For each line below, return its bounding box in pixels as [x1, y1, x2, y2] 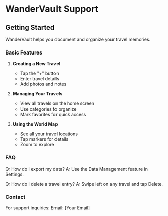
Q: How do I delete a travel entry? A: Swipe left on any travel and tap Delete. [5, 181, 163, 187]
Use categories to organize [20, 106, 77, 112]
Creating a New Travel [12, 61, 61, 67]
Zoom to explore [20, 142, 54, 148]
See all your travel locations [20, 131, 78, 137]
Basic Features [5, 49, 43, 56]
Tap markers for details [20, 136, 69, 142]
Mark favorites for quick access [20, 112, 86, 118]
